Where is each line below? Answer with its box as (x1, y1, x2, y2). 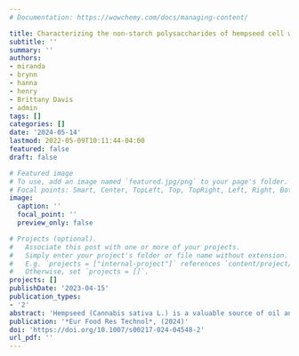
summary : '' (9, 45, 53, 54)
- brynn (9, 70, 38, 80)
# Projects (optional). (9, 234, 98, 243)
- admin (9, 103, 38, 112)
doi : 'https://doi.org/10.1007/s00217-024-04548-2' (9, 325, 205, 334)
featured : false (9, 145, 69, 154)
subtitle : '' (9, 37, 58, 46)
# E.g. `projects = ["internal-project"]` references (9, 259, 221, 268)
